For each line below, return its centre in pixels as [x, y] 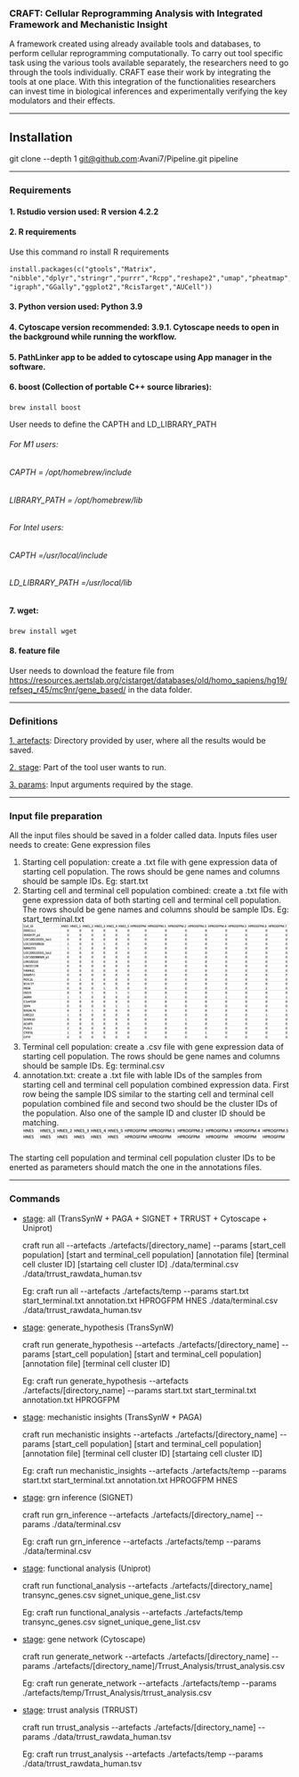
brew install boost [45, 407]
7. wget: [24, 610]
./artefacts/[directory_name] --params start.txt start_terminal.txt [139, 1390]
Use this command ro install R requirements [89, 252]
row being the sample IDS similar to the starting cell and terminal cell [148, 1094]
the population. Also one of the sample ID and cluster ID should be [144, 1113]
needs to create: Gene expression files [80, 845]
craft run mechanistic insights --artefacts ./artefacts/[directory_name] [150, 1434]
